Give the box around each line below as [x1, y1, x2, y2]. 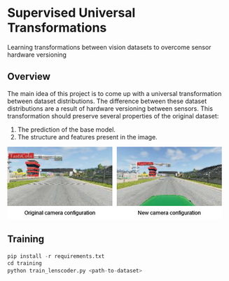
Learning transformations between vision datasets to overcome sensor [7, 43, 211, 51]
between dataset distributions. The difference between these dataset [7, 97, 207, 105]
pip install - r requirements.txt [7, 252, 105, 260]
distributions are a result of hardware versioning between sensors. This [7, 104, 214, 113]
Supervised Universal [7, 5, 136, 21]
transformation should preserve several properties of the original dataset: [7, 111, 219, 120]
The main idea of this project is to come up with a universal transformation [7, 89, 222, 97]
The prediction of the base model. [17, 125, 116, 134]
